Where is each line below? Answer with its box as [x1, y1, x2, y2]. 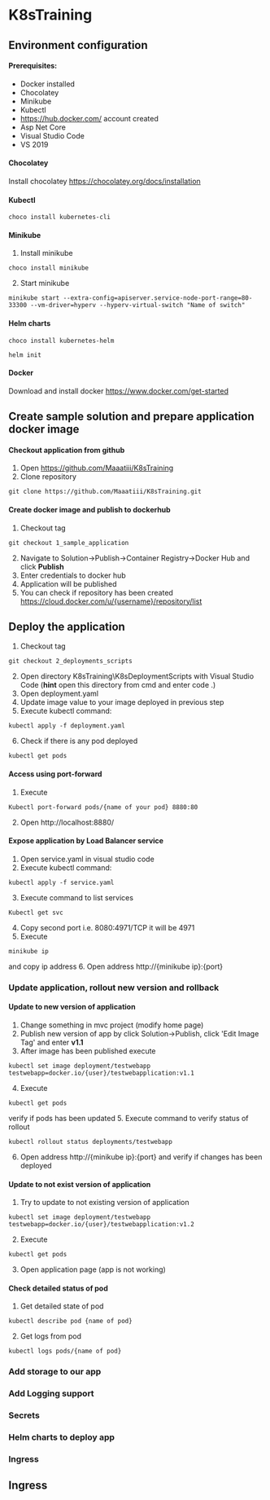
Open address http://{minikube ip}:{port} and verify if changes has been [20, 1151, 263, 1162]
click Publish [20, 561, 64, 571]
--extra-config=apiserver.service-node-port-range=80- [63, 294, 253, 302]
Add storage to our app [8, 1366, 102, 1378]
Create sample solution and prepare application [8, 410, 255, 424]
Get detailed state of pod [20, 1301, 104, 1311]
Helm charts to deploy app [8, 1432, 115, 1443]
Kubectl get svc [8, 908, 63, 917]
